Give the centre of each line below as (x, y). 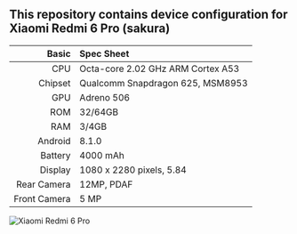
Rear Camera (44, 184)
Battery (55, 155)
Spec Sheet (104, 53)
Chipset (55, 83)
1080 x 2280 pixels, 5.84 (133, 170)
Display (55, 170)
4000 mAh (102, 155)
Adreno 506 (105, 97)
